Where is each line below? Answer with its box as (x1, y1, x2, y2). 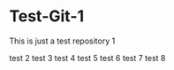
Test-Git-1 (9, 6, 85, 27)
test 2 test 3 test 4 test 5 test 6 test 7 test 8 (9, 52, 166, 63)
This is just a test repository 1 (9, 35, 116, 46)
